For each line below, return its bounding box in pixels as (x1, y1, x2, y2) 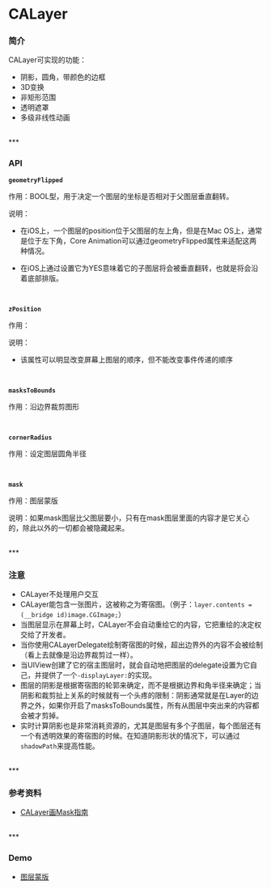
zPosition (8, 305, 42, 313)
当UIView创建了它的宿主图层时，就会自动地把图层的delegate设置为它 (19, 660, 251, 670)
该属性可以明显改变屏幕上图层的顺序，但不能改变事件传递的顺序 (19, 354, 233, 364)
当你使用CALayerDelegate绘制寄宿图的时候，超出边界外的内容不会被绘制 (19, 640, 264, 650)
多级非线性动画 (19, 112, 70, 122)
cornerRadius (8, 434, 53, 442)
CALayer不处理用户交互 (19, 590, 100, 599)
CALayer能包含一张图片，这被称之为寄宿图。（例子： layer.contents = (19, 599, 252, 609)
